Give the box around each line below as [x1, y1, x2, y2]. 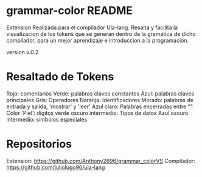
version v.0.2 [6, 48, 39, 55]
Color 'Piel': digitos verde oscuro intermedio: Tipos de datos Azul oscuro [6, 109, 189, 116]
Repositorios [6, 137, 72, 151]
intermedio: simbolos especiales [6, 116, 88, 123]
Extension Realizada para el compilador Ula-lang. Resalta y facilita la [6, 24, 178, 31]
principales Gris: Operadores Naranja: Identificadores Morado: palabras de [6, 96, 193, 103]
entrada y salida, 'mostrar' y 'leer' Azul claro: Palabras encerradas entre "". [6, 103, 195, 110]
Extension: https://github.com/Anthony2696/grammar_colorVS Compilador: [6, 157, 196, 164]
